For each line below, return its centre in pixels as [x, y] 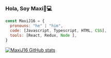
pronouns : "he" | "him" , [36, 26]
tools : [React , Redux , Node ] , [43, 35]
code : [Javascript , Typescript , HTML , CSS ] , [58, 31]
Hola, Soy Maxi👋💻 [29, 8]
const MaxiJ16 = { [25, 21]
